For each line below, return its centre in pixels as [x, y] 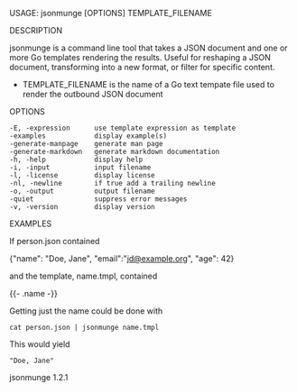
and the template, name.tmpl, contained [84, 276]
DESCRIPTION [36, 30]
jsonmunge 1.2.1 [39, 377]
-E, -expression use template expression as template [123, 128]
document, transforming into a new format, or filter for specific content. [142, 67]
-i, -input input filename [80, 168]
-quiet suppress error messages [98, 199]
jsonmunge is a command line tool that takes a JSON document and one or [148, 48]
